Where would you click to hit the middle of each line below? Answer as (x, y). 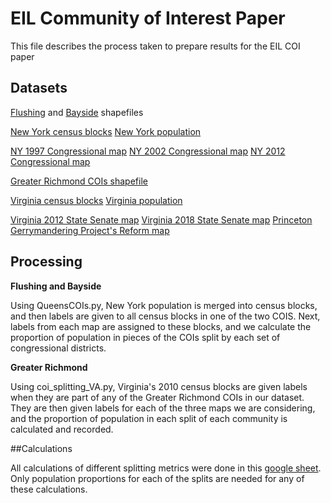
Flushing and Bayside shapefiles (77, 112)
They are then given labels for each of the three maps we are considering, (163, 408)
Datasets (39, 88)
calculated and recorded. (62, 429)
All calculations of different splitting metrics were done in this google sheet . (166, 468)
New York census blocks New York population (106, 131)
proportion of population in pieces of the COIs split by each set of (145, 337)
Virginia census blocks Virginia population (96, 200)
